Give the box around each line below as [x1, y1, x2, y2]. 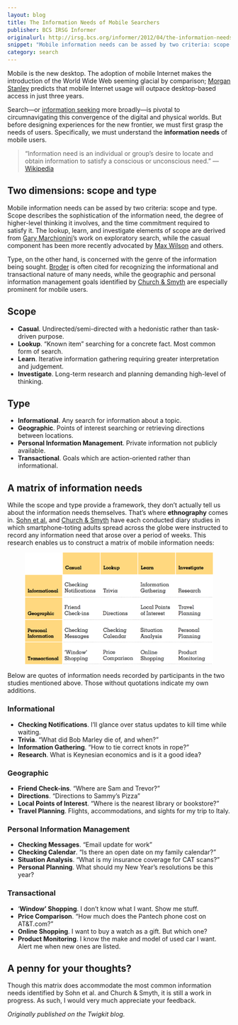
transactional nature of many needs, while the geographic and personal [7, 270, 216, 278]
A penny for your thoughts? [7, 963, 132, 975]
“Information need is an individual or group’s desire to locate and [24, 149, 214, 157]
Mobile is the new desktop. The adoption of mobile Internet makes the [7, 69, 212, 77]
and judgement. [17, 362, 64, 370]
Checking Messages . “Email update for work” [17, 840, 153, 849]
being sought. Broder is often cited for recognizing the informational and [7, 262, 219, 271]
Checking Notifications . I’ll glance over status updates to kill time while [17, 720, 227, 729]
